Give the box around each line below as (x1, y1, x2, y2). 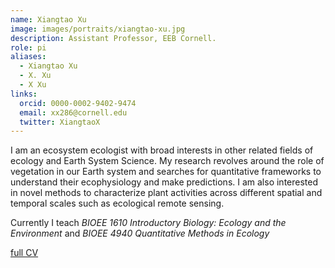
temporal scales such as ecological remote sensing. (10, 197, 225, 210)
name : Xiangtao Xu (10, 14, 87, 25)
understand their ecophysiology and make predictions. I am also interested (10, 176, 319, 188)
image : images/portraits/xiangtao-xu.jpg (10, 24, 186, 34)
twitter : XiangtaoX (19, 117, 101, 127)
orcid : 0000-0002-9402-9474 (19, 98, 137, 108)
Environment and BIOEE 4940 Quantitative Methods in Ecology (10, 227, 270, 240)
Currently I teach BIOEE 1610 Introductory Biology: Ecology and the (10, 217, 287, 229)
